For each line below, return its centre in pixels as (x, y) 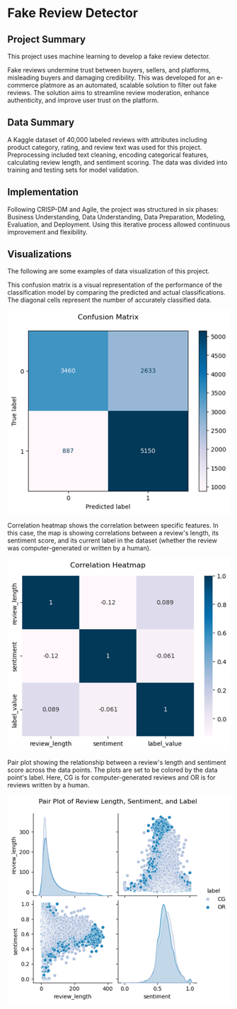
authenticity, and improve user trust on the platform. (83, 100)
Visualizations (40, 255)
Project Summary (47, 39)
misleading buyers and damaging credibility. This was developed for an (111, 77)
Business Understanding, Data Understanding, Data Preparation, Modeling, (117, 217)
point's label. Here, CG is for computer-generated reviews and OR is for (111, 777)
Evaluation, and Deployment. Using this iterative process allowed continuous (119, 224)
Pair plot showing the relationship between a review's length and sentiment (117, 762)
